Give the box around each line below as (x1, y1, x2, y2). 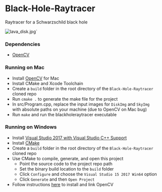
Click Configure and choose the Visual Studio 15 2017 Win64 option (19, 171, 157, 177)
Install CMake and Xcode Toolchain (12, 80, 83, 86)
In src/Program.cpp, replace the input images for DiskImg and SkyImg (12, 101, 150, 107)
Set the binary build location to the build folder (19, 166, 114, 171)
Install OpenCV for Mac (12, 75, 60, 81)
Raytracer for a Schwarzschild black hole (5, 19, 88, 25)
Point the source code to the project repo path (19, 161, 113, 167)
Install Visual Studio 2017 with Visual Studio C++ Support (12, 135, 127, 141)
